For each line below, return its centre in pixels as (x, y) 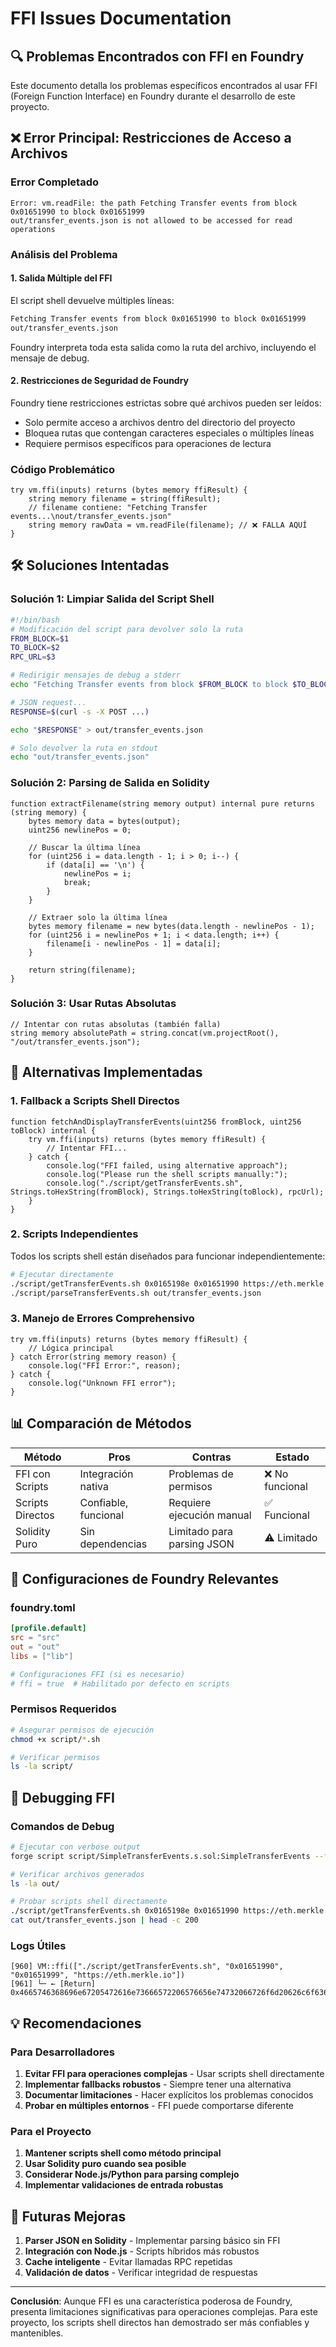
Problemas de (201, 1474)
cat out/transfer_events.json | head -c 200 (104, 1920)
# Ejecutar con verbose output (75, 1847)
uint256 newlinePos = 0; (80, 830)
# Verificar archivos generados (77, 1874)
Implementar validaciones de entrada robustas (124, 2185)
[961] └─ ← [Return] (53, 1984)
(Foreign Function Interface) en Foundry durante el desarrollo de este (153, 96)
